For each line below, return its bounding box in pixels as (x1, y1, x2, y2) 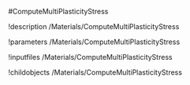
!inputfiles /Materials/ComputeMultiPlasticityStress (8, 53, 173, 61)
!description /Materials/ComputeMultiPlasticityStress (8, 22, 180, 31)
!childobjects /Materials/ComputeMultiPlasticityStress (8, 68, 183, 77)
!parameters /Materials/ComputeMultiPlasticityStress (8, 37, 181, 46)
